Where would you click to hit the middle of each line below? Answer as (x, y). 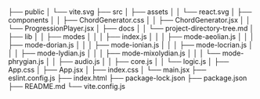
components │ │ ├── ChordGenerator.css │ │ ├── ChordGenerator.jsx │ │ (129, 20)
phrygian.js (26, 62)
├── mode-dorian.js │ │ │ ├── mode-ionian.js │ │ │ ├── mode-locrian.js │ (130, 45)
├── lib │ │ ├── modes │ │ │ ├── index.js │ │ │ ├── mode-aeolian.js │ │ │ (131, 37)
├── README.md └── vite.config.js (67, 87)
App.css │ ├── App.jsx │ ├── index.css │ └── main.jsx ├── (107, 70)
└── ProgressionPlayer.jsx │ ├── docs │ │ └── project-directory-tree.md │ (131, 28)
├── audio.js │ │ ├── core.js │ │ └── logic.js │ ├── (144, 62)
